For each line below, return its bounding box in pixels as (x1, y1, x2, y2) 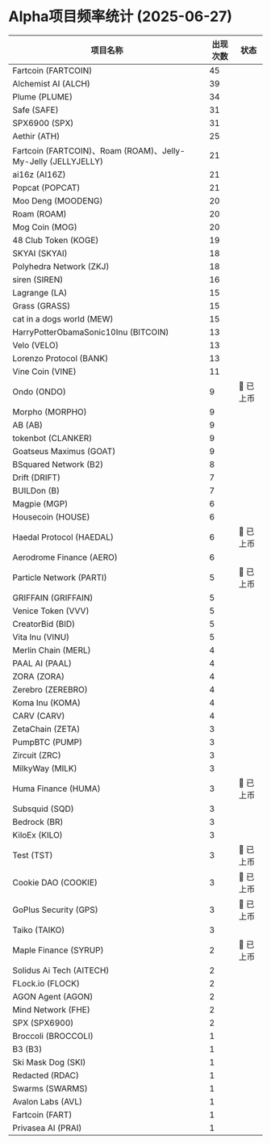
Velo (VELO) (12, 339, 59, 351)
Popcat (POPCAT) (12, 182, 81, 193)
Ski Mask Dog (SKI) (12, 1056, 86, 1067)
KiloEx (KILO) (12, 829, 63, 840)
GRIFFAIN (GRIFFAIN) (12, 591, 94, 603)
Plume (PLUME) (12, 90, 73, 102)
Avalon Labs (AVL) (12, 1096, 83, 1107)
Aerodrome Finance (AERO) (12, 551, 119, 562)
